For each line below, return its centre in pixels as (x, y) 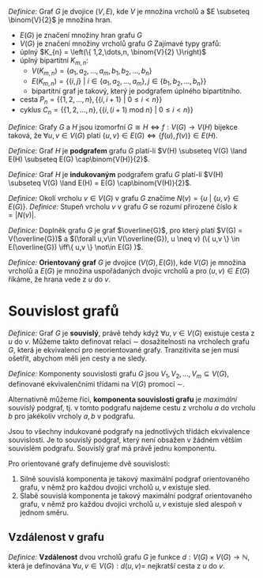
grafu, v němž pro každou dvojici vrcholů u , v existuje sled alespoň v (131, 504)
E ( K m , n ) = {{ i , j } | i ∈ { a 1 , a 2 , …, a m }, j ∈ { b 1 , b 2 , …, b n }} (119, 82)
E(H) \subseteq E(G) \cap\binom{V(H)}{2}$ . (79, 159)
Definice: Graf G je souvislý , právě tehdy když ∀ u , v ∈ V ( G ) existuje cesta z (131, 333)
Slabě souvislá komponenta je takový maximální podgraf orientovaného (136, 495)
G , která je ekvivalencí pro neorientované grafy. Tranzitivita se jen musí (124, 349)
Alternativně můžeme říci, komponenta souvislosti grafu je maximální (123, 399)
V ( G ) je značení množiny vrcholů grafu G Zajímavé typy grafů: (120, 43)
